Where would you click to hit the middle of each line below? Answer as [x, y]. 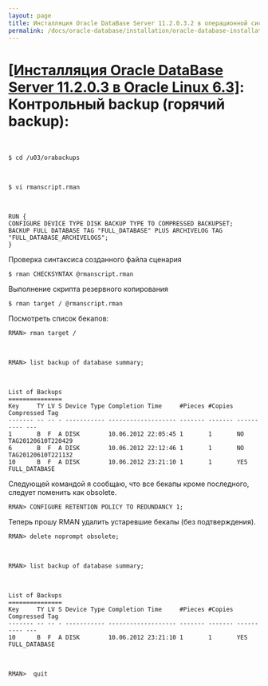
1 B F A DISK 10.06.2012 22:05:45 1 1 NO [126, 434]
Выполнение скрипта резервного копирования [89, 289]
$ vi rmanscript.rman [44, 187]
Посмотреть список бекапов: [59, 319]
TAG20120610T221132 [41, 455]
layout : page [30, 16]
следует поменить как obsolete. [63, 493]
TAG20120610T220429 [41, 441]
